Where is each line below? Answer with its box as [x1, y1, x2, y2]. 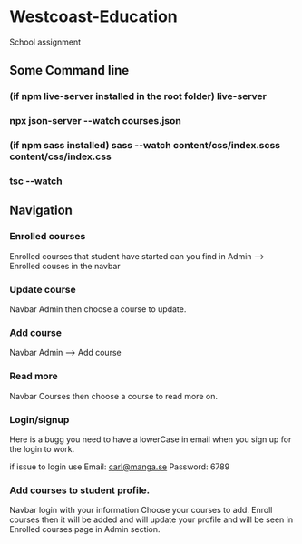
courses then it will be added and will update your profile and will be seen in [9, 514, 293, 525]
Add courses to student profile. [9, 484, 151, 497]
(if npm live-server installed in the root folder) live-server [9, 90, 268, 103]
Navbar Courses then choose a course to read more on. [9, 390, 218, 401]
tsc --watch [9, 175, 63, 187]
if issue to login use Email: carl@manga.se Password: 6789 [9, 461, 230, 472]
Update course [9, 283, 76, 296]
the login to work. [9, 443, 75, 454]
